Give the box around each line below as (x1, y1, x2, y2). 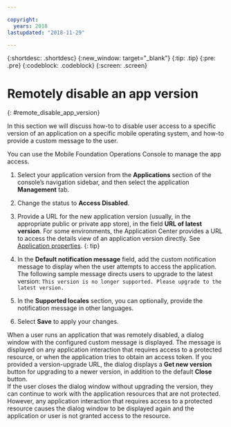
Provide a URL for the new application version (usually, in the (17, 212, 192, 221)
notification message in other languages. (17, 304, 133, 312)
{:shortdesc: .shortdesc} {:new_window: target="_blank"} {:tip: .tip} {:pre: (7, 54, 216, 62)
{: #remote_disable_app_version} (7, 109, 100, 117)
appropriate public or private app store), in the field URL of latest (17, 219, 203, 228)
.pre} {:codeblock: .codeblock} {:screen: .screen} (7, 62, 147, 70)
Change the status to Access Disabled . (17, 199, 130, 208)
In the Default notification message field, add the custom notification (17, 255, 216, 264)
